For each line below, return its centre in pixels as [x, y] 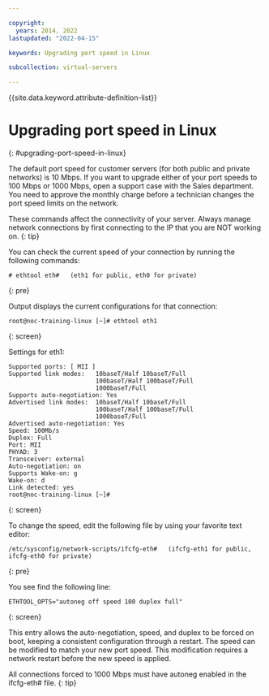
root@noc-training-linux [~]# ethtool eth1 [83, 322]
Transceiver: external [47, 460]
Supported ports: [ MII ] [52, 367]
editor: [19, 534]
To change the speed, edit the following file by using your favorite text [125, 525]
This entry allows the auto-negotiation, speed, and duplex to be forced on [131, 633]
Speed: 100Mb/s [34, 431]
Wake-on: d [27, 481]
